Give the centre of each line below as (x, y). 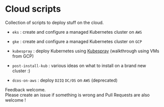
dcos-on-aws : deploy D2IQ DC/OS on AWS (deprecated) (65, 80)
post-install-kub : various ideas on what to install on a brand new (79, 65)
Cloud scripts (33, 9)
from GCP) (23, 56)
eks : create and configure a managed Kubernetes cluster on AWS (77, 32)
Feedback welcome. (25, 89)
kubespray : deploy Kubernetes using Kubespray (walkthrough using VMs (86, 51)
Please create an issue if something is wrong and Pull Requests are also (78, 95)
